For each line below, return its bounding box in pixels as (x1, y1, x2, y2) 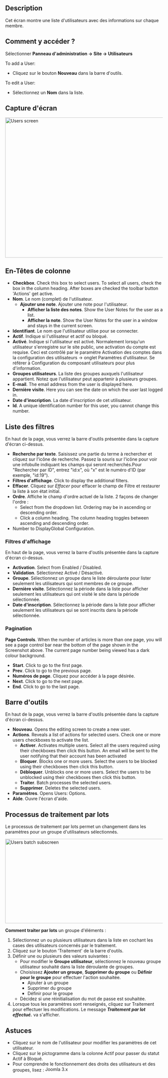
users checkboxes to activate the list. (12, 737, 89, 743)
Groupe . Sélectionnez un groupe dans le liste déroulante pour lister (12, 575, 151, 581)
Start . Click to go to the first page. (12, 662, 83, 668)
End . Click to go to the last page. (12, 684, 80, 690)
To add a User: (5, 60, 36, 66)
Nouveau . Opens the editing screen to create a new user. (12, 726, 131, 732)
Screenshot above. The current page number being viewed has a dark (5, 647, 150, 653)
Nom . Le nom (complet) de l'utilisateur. (12, 296, 93, 302)
